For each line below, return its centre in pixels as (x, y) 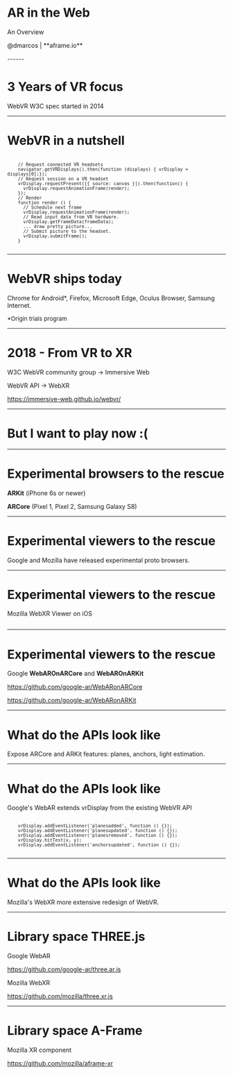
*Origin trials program (37, 318)
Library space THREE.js (76, 937)
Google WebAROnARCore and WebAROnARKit (76, 673)
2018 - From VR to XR (70, 353)
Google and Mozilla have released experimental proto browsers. (98, 560)
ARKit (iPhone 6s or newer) (46, 493)
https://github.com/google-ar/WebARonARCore (75, 687)
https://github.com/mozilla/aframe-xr (60, 1064)
